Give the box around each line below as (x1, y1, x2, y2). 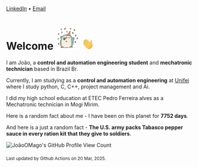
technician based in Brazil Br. (6, 65, 79, 72)
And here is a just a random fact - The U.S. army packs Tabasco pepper (6, 124, 183, 131)
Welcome (6, 40, 54, 53)
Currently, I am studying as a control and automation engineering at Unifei (6, 76, 189, 83)
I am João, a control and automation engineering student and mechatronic (6, 59, 192, 66)
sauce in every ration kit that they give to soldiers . (6, 130, 132, 137)
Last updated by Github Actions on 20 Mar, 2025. (6, 155, 106, 162)
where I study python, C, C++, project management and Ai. (6, 83, 150, 90)
